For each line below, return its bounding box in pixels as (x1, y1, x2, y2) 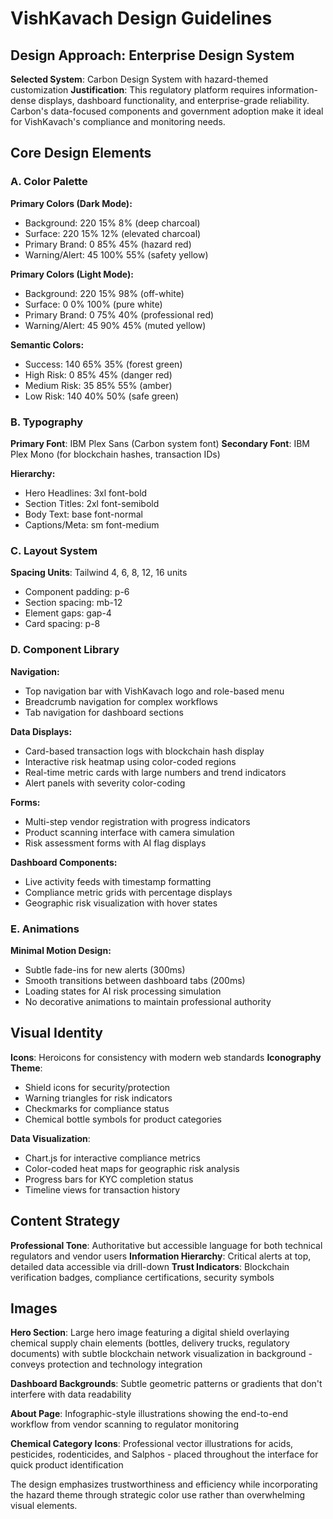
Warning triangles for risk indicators (24, 1092, 173, 1104)
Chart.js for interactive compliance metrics (24, 1152, 201, 1164)
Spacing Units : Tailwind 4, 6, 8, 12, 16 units (10, 567, 188, 579)
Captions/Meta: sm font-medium (24, 518, 160, 531)
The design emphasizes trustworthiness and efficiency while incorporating (10, 1478, 318, 1491)
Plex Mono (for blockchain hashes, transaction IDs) (10, 448, 221, 460)
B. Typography (10, 415, 84, 429)
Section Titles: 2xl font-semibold (24, 497, 160, 509)
